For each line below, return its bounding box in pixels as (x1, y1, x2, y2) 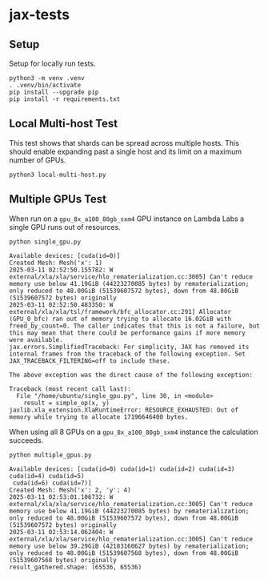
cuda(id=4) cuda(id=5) (9, 472, 85, 480)
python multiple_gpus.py (9, 451, 92, 459)
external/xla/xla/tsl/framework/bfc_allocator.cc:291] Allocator (9, 308, 231, 316)
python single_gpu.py (9, 238, 82, 246)
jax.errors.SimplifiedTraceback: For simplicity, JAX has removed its (9, 343, 250, 351)
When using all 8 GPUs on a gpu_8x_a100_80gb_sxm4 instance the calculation (9, 427, 258, 436)
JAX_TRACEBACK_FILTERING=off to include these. (9, 356, 171, 365)
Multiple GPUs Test (9, 192, 107, 206)
